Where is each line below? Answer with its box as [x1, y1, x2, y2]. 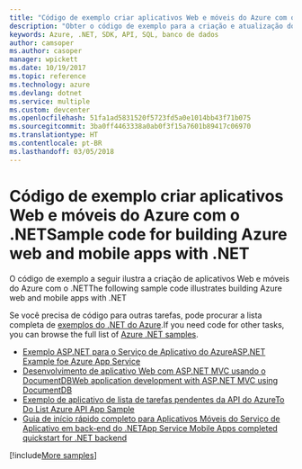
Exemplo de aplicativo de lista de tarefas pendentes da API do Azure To [22, 393, 285, 405]
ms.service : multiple [9, 96, 91, 106]
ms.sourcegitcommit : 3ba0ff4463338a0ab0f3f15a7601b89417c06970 [9, 122, 252, 131]
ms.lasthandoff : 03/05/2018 [9, 147, 115, 156]
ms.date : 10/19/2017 [9, 64, 87, 73]
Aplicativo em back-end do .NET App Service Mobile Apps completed [22, 422, 279, 433]
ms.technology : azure [9, 80, 91, 89]
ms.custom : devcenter [9, 105, 91, 114]
